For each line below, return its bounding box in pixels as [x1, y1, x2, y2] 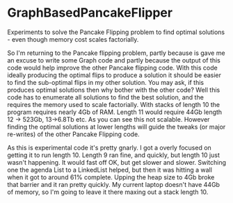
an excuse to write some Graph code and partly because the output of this [7, 56, 220, 64]
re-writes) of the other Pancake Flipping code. [7, 130, 140, 138]
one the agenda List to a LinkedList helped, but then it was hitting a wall [7, 165, 212, 174]
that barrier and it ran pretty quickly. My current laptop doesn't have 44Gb [7, 180, 220, 188]
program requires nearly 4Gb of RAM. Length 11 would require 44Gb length [7, 108, 223, 116]
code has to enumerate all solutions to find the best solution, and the [7, 92, 204, 101]
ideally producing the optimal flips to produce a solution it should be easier [7, 71, 221, 79]
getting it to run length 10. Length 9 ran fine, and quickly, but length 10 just [7, 151, 220, 159]
